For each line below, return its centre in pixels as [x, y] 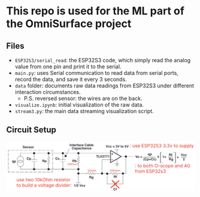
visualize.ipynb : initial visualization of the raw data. [79, 105]
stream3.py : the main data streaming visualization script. [84, 111]
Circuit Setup [31, 130]
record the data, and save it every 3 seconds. [71, 79]
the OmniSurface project [69, 24]
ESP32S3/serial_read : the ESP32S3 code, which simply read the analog [103, 60]
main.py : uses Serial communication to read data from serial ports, [96, 73]
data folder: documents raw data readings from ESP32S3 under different [104, 86]
